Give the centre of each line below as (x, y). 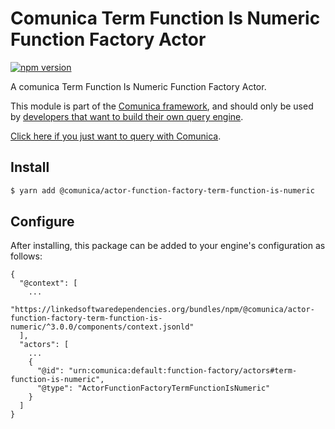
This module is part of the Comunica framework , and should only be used (162, 106)
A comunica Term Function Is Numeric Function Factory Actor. (138, 86)
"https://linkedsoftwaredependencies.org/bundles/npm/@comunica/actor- (162, 310)
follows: (26, 256)
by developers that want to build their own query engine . (127, 116)
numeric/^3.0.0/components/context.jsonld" (102, 327)
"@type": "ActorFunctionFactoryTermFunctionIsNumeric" (153, 388)
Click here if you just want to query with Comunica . (116, 136)
